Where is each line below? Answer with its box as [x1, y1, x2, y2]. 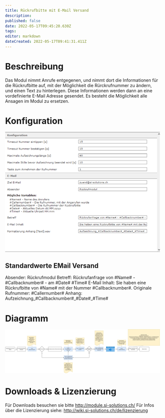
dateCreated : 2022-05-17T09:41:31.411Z [5, 39, 87, 44]
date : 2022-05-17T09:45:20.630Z [5, 24, 71, 29]
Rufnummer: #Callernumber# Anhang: [5, 290, 82, 296]
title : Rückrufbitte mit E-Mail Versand [5, 8, 89, 13]
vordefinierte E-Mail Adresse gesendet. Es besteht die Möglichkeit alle [5, 93, 147, 98]
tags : [5, 29, 16, 34]
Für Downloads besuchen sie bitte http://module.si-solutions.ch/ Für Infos [5, 402, 155, 408]
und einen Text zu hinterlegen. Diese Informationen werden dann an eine [5, 88, 153, 94]
